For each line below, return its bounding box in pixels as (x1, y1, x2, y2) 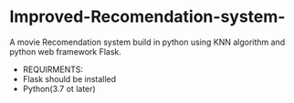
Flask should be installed (22, 73, 117, 84)
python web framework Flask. (9, 46, 121, 57)
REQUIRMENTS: (22, 64, 84, 75)
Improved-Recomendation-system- (9, 6, 286, 27)
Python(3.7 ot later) (22, 83, 96, 94)
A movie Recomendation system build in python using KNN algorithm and (9, 36, 286, 47)
